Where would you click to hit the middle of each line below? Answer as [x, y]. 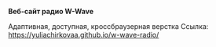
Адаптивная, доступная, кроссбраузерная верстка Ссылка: [108, 26]
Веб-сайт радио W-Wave [51, 11]
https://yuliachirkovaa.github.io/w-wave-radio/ [84, 35]
